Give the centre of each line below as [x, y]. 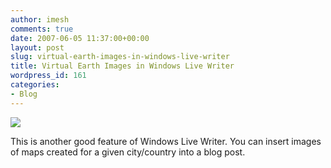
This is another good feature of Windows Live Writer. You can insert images [166, 141]
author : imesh [40, 19]
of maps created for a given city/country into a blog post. [128, 152]
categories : [35, 85]
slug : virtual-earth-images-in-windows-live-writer [120, 57]
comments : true [42, 29]
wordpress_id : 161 [48, 76]
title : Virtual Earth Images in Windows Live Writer [122, 66]
